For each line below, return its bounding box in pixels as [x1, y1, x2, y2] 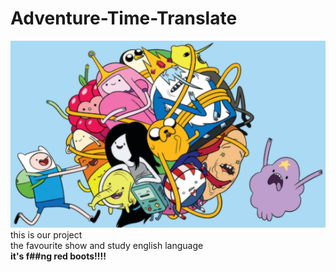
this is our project [10, 228, 83, 241]
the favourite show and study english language [10, 239, 204, 251]
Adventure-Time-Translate [10, 7, 238, 30]
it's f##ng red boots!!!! [10, 250, 107, 262]
